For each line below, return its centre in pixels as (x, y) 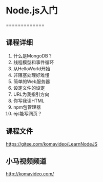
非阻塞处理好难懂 (31, 75)
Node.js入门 (32, 11)
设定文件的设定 (29, 88)
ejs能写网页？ (28, 113)
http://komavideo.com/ (30, 174)
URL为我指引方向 (31, 94)
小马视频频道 (26, 161)
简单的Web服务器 (32, 81)
